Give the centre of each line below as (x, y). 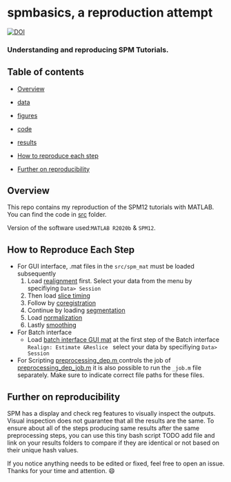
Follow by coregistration (62, 303)
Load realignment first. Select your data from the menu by (110, 281)
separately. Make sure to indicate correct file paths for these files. (111, 375)
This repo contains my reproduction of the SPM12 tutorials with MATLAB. (111, 207)
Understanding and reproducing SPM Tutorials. (88, 50)
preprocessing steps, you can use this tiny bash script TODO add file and (111, 436)
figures (27, 115)
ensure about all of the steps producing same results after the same (103, 428)
